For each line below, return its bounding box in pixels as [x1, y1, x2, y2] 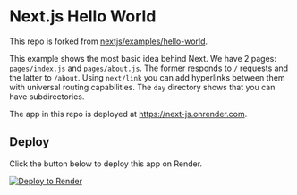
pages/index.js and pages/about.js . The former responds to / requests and [9, 63, 289, 73]
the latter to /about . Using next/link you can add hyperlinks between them [9, 72, 285, 82]
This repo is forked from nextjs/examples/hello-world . [9, 36, 208, 47]
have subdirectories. [9, 91, 85, 102]
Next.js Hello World [9, 6, 157, 27]
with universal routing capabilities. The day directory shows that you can [9, 81, 276, 92]
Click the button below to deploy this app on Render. [9, 158, 203, 169]
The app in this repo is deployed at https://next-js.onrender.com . [9, 108, 248, 119]
